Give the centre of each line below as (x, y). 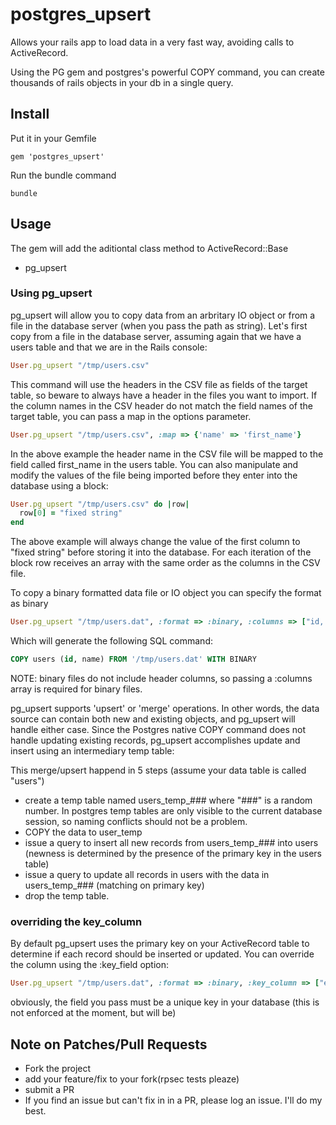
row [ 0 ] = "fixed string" (71, 513)
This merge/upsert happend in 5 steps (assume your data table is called (158, 770)
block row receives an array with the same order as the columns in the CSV (165, 563)
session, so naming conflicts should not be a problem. (136, 821)
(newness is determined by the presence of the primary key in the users (173, 853)
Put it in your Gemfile (53, 138)
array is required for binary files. (76, 689)
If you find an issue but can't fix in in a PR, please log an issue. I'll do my (173, 1100)
